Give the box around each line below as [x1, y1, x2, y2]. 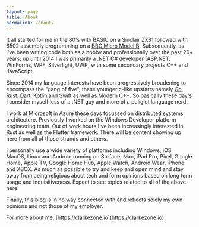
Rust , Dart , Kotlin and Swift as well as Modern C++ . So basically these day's [6, 92, 192, 99]
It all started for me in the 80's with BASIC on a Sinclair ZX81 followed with [6, 36, 188, 43]
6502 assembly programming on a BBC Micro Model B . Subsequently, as [6, 42, 185, 49]
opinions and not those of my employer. [6, 203, 103, 210]
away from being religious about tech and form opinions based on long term [6, 172, 192, 179]
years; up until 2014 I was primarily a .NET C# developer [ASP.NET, [6, 55, 170, 63]
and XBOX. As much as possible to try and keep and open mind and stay [6, 166, 184, 173]
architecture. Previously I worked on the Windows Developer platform [6, 116, 176, 123]
